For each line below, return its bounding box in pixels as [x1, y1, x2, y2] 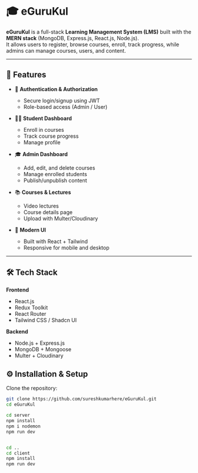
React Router [14, 310, 47, 317]
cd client [6, 450, 31, 456]
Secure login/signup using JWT [23, 97, 100, 104]
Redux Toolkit [14, 304, 48, 311]
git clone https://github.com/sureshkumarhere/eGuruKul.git [6, 396, 157, 402]
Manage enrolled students [23, 170, 87, 177]
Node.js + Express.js [14, 339, 65, 346]
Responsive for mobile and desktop [23, 244, 110, 251]
